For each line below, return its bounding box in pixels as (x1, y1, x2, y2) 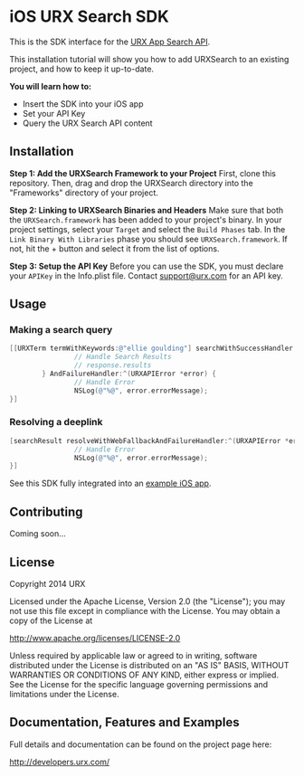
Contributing (9, 504, 83, 519)
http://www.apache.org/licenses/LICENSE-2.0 (9, 632, 181, 643)
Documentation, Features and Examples (9, 714, 240, 730)
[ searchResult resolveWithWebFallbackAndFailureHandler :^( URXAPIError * (9, 436, 290, 445)
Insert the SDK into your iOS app (22, 98, 144, 109)
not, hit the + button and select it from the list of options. (9, 242, 220, 254)
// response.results (73, 361, 152, 370)
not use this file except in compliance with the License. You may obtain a (9, 605, 280, 616)
